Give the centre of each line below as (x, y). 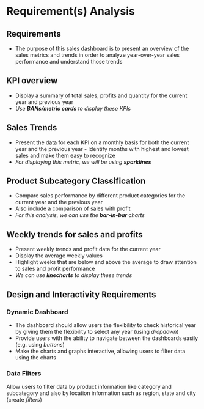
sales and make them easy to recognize (65, 155)
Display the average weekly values (59, 256)
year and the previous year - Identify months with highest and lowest (102, 149)
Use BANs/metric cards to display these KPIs (73, 108)
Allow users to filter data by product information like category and (89, 387)
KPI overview (32, 81)
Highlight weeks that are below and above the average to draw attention (106, 262)
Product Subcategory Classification (76, 181)
